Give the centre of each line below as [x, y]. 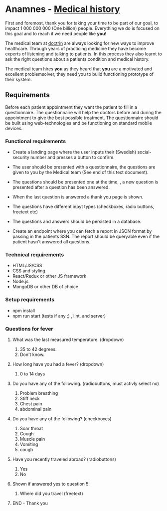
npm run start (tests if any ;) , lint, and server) [59, 316]
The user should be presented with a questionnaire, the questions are [84, 167]
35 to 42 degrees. [38, 349]
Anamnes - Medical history [63, 9]
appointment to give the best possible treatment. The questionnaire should [82, 118]
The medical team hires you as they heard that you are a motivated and [79, 69]
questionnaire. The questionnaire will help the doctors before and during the [83, 112]
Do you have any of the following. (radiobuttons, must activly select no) [86, 383]
